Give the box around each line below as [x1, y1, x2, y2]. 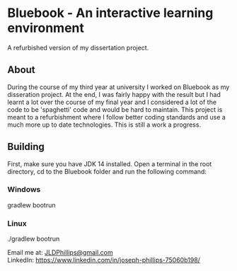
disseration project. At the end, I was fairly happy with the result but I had [7, 90, 221, 98]
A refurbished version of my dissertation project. [7, 43, 149, 52]
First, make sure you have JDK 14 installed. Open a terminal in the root [7, 159, 212, 168]
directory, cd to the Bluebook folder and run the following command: [7, 167, 207, 175]
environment [7, 20, 85, 36]
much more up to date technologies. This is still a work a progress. [7, 120, 202, 129]
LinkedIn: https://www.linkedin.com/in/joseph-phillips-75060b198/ [7, 256, 200, 265]
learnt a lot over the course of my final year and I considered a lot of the [7, 98, 217, 106]
